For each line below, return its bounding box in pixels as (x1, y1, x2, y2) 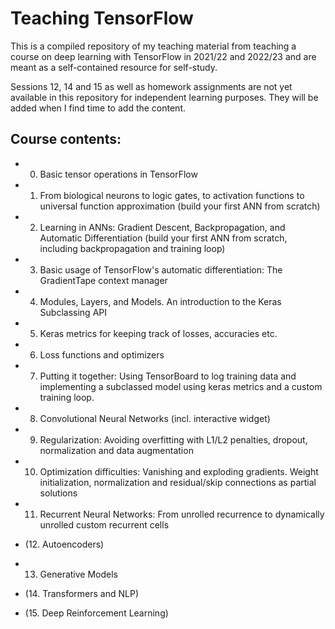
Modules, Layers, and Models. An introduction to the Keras (39, 295, 282, 307)
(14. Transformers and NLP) (24, 587, 140, 599)
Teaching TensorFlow (10, 7, 194, 30)
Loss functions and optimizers (39, 348, 165, 361)
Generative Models (39, 568, 118, 580)
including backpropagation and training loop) (39, 242, 226, 254)
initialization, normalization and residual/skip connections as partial (39, 476, 317, 488)
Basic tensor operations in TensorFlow (39, 168, 198, 180)
